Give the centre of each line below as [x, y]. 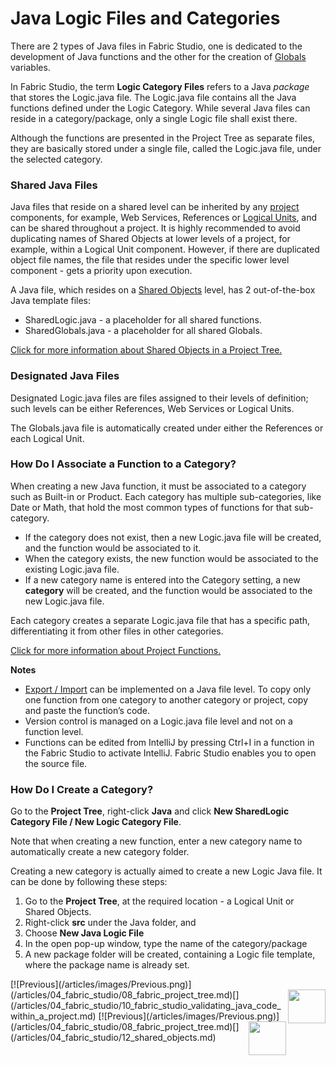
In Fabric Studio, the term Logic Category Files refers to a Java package [160, 86]
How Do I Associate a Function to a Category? [123, 464]
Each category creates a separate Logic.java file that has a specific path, [160, 620]
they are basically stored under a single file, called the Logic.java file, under [166, 148]
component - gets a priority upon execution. [101, 271]
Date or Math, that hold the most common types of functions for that [151, 507]
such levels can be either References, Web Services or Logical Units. [152, 408]
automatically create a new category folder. [100, 852]
